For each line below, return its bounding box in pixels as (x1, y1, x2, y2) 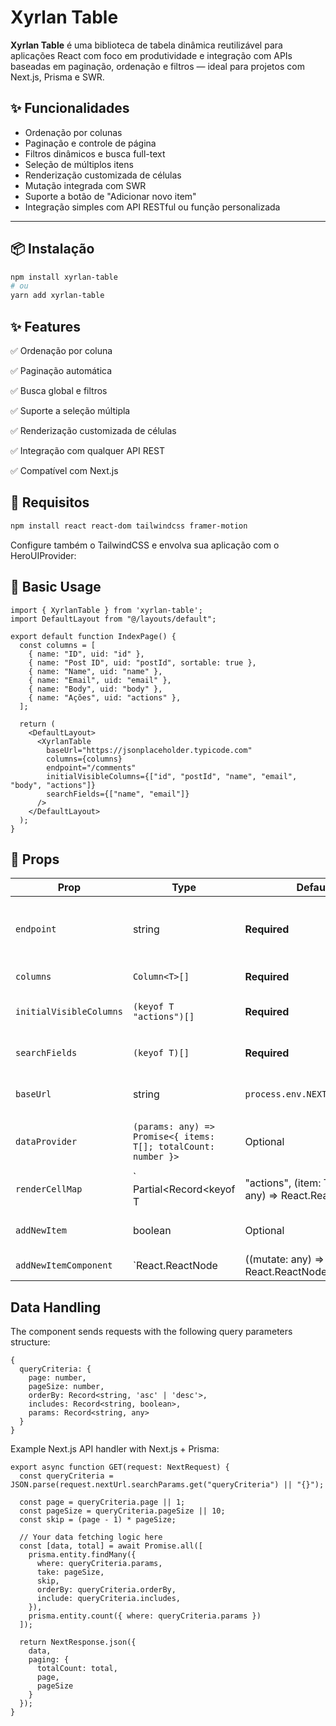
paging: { (28, 1655, 70, 1665)
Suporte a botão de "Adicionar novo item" (24, 190, 197, 202)
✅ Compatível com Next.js (10, 465, 119, 476)
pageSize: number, (28, 1382, 105, 1392)
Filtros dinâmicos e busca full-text (24, 147, 166, 160)
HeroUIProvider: (10, 549, 77, 561)
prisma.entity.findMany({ (28, 1550, 137, 1560)
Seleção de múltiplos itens (24, 158, 134, 170)
